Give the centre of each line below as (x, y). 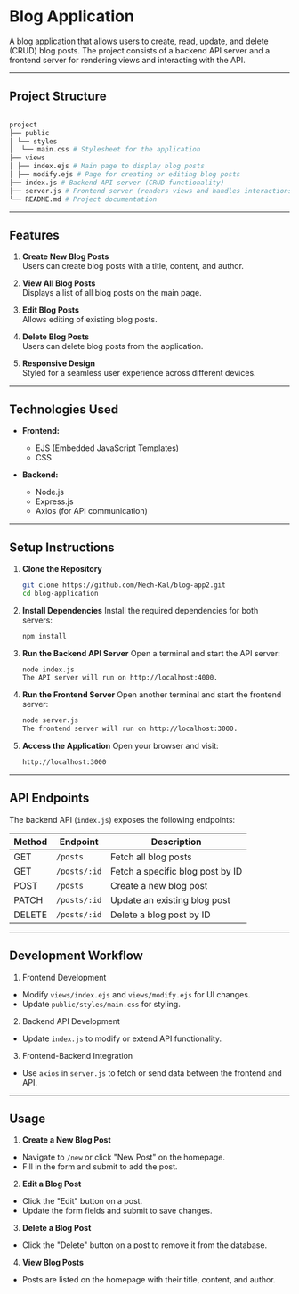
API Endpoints (49, 798)
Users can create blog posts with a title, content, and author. (133, 266)
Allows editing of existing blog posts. (89, 320)
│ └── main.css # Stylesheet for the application (105, 150)
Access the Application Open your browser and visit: (121, 746)
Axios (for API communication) (92, 511)
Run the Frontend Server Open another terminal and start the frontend (152, 695)
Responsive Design (59, 363)
